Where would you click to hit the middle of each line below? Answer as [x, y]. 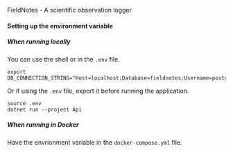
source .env [24, 103]
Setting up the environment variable [60, 26]
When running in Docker [43, 125]
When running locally [39, 42]
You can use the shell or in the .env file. [63, 59]
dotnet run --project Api [44, 109]
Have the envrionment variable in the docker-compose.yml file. [95, 142]
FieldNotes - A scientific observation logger [69, 10]
